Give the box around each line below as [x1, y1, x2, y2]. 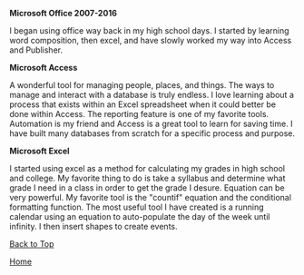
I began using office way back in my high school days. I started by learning [9, 25, 289, 35]
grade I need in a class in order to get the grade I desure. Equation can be [9, 182, 285, 193]
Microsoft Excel [9, 145, 70, 156]
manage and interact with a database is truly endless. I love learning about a [9, 90, 295, 100]
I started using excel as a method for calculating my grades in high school [9, 163, 286, 173]
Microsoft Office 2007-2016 [9, 8, 118, 18]
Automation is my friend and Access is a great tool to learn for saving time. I [9, 118, 293, 129]
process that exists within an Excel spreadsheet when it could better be [9, 99, 277, 110]
